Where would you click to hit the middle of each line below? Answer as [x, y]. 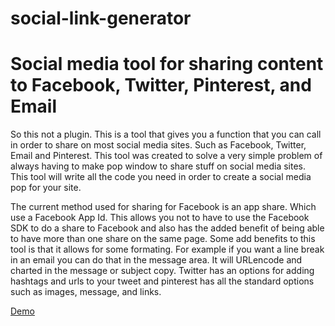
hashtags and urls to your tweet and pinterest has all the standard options [162, 281]
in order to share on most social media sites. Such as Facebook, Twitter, [158, 145]
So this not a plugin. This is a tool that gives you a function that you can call [166, 134]
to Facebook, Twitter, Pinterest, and [161, 85]
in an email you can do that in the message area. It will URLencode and [156, 260]
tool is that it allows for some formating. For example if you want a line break [167, 249]
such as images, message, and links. [86, 292]
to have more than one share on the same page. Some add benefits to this [163, 239]
